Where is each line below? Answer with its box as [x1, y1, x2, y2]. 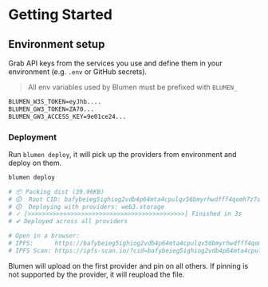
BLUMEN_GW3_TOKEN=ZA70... [8, 105, 94, 113]
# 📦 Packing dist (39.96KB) [8, 187, 105, 196]
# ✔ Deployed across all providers [8, 218, 128, 226]
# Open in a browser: [8, 232, 81, 240]
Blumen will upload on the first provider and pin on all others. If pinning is [8, 261, 249, 270]
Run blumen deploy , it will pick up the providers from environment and [8, 149, 237, 159]
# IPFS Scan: [8, 246, 52, 254]
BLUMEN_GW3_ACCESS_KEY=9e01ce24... [8, 112, 127, 120]
